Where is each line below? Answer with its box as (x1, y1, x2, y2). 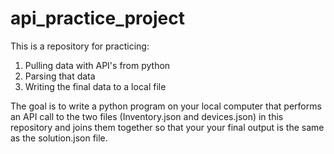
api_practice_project (10, 7, 185, 30)
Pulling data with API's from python (24, 59, 171, 71)
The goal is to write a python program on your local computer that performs (10, 100, 322, 112)
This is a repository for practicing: (10, 40, 150, 52)
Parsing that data (24, 70, 96, 82)
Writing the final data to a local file (24, 80, 167, 92)
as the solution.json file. (10, 132, 108, 144)
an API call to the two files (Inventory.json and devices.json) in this (10, 110, 284, 122)
